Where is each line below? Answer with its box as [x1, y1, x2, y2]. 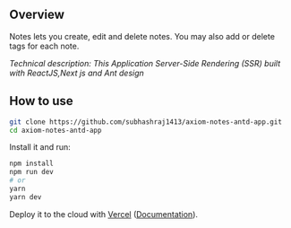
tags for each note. [9, 40, 80, 51]
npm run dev [9, 168, 54, 177]
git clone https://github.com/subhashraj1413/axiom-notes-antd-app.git [9, 117, 282, 127]
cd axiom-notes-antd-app [9, 126, 102, 135]
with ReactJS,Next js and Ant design [9, 67, 145, 78]
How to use [9, 93, 73, 109]
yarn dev [9, 192, 42, 201]
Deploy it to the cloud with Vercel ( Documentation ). [9, 208, 199, 219]
